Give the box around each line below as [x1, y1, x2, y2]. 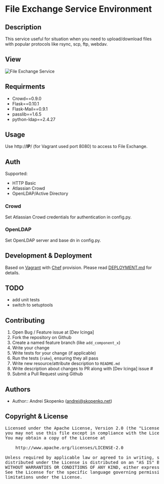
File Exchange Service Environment [5, 3, 152, 15]
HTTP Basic [12, 180, 36, 186]
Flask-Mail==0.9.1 [12, 106, 48, 112]
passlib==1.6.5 [12, 111, 41, 117]
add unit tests [12, 297, 40, 303]
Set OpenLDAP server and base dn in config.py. [5, 237, 101, 243]
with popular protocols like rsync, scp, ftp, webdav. [5, 41, 108, 47]
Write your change [12, 345, 50, 351]
